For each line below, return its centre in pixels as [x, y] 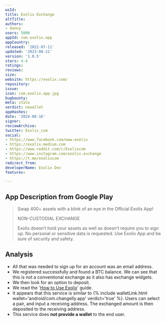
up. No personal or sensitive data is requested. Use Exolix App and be [89, 234]
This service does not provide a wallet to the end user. [69, 314]
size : [11, 75]
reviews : [14, 70]
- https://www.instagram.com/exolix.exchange [53, 154]
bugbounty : [16, 98]
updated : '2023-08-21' [29, 51]
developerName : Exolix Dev [33, 168]
